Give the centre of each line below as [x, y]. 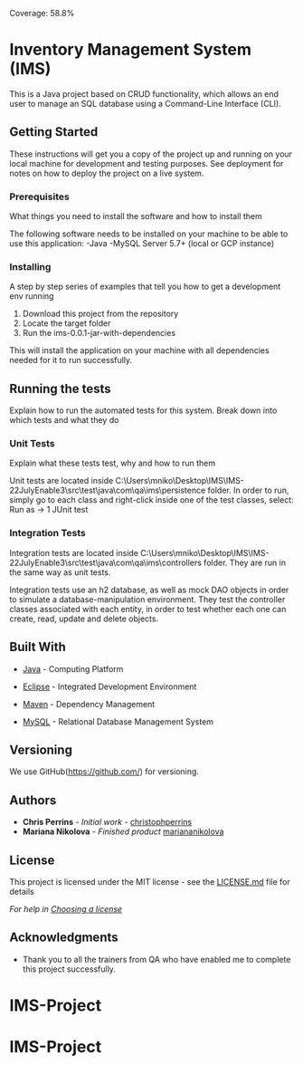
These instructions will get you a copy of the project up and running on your [151, 154]
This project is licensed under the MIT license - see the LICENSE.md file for [150, 882]
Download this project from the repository [100, 314]
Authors [33, 800]
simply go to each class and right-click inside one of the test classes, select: [151, 500]
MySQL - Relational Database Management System [118, 721]
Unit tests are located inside [62, 481]
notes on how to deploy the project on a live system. [107, 173]
